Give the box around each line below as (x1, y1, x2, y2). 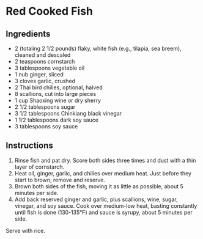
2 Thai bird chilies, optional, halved (14, 84, 103, 91)
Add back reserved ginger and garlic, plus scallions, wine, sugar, (14, 196, 178, 203)
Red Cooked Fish (6, 4, 93, 18)
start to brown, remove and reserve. (14, 176, 105, 183)
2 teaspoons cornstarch (14, 58, 75, 65)
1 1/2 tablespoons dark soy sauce (14, 116, 99, 123)
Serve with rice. (6, 227, 45, 234)
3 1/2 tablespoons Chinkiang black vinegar (14, 110, 122, 117)
